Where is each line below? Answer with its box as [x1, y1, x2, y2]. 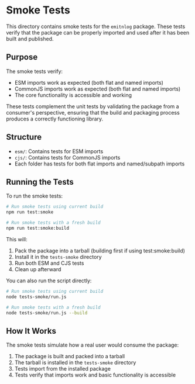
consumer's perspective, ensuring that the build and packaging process [6, 109, 180, 116]
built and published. [6, 35, 54, 42]
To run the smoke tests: [6, 192, 63, 199]
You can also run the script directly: [6, 277, 92, 284]
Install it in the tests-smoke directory [14, 253, 102, 260]
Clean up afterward [14, 265, 61, 272]
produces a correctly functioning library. [6, 115, 104, 122]
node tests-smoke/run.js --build [6, 310, 88, 316]
